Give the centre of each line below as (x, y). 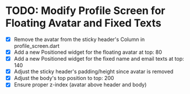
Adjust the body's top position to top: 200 (64, 78)
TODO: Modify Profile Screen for (85, 11)
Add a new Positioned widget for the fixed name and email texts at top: (99, 59)
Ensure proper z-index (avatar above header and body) (80, 85)
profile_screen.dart (36, 46)
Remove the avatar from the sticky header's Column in (79, 39)
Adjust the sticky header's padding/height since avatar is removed (94, 72)
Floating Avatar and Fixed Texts (83, 23)
